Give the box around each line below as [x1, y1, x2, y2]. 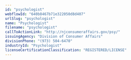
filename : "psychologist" [5, 25, 57, 30]
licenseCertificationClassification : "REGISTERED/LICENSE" [5, 47, 127, 52]
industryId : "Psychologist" [5, 43, 62, 48]
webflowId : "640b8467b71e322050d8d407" [5, 12, 86, 16]
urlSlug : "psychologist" [5, 16, 55, 21]
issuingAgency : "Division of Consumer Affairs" [5, 34, 103, 39]
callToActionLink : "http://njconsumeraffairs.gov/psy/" [5, 30, 120, 34]
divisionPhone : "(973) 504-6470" [5, 39, 73, 44]
